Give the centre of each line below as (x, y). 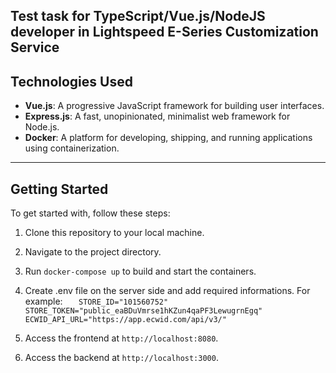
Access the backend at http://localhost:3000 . (121, 358)
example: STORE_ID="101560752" (96, 301)
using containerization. (72, 148)
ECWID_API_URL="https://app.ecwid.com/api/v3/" (125, 320)
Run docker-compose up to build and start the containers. (140, 271)
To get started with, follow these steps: (90, 213)
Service (35, 47)
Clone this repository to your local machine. (114, 233)
